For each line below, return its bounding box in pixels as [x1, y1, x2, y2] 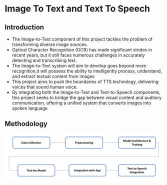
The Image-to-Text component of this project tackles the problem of [11, 36, 153, 42]
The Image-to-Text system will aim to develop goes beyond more [11, 63, 146, 68]
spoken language [11, 105, 48, 111]
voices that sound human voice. [11, 84, 78, 90]
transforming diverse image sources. [11, 41, 88, 47]
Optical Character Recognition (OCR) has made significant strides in [11, 47, 152, 52]
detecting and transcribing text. [11, 57, 77, 63]
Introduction [4, 23, 44, 31]
